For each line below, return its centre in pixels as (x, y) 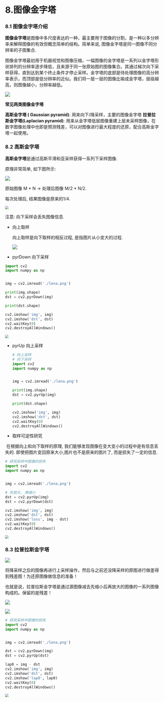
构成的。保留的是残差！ (29, 592)
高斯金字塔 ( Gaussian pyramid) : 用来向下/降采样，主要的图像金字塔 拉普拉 (81, 115)
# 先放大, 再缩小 (20, 492)
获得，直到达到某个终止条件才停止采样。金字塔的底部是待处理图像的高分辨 (84, 73)
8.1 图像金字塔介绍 (26, 26)
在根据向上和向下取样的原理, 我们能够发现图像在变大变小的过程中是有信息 (80, 446)
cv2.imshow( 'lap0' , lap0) (31, 678)
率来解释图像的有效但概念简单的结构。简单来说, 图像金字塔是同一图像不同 (79, 44)
